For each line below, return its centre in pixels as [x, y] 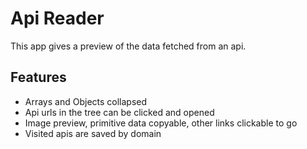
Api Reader [57, 18]
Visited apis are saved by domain [93, 133]
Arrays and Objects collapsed [86, 101]
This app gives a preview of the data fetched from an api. [128, 46]
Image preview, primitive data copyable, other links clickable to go [161, 123]
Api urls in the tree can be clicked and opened [119, 112]
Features [38, 77]
